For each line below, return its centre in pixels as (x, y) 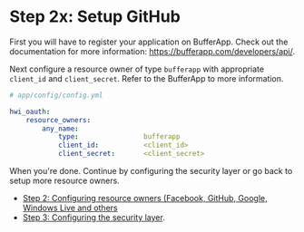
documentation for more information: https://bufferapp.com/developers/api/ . (152, 51)
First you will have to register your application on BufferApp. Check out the (149, 42)
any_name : (60, 129)
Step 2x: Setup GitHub (95, 17)
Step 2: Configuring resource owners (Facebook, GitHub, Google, (145, 198)
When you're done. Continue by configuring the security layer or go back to (151, 171)
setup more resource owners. (64, 181)
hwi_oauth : (30, 111)
